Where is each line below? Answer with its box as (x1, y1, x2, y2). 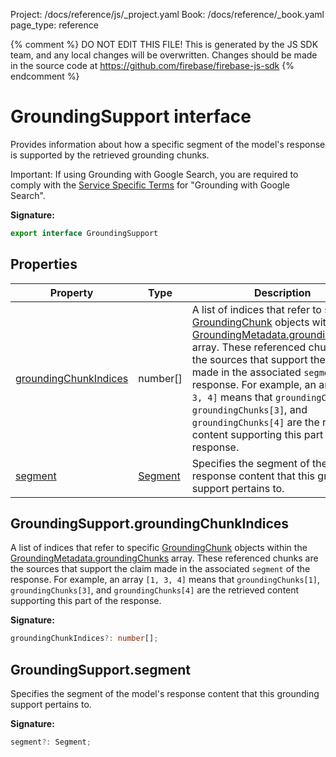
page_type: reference (10, 19, 99, 31)
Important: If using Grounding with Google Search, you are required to (10, 168, 299, 180)
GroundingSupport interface (10, 105, 252, 128)
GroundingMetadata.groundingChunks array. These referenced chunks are (10, 552, 319, 564)
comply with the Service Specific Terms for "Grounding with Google (10, 179, 291, 191)
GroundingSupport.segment (10, 661, 191, 678)
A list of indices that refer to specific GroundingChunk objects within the (10, 542, 308, 554)
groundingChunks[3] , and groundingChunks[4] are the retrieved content (10, 584, 300, 596)
